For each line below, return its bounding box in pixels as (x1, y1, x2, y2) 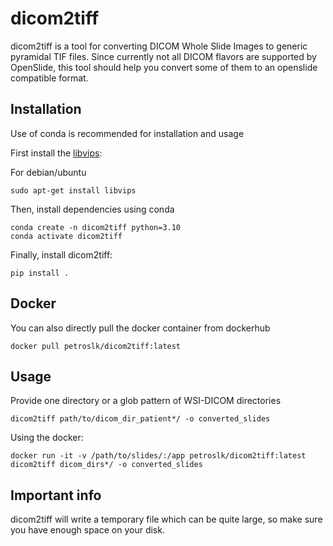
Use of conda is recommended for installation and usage (10, 127, 245, 139)
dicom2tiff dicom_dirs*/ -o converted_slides (10, 460, 203, 470)
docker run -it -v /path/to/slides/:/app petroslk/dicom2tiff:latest (10, 451, 307, 461)
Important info (10, 487, 102, 504)
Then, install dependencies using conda (10, 203, 175, 215)
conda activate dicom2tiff (10, 231, 123, 241)
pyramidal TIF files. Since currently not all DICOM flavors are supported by (10, 50, 317, 62)
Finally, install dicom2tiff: (10, 248, 113, 261)
